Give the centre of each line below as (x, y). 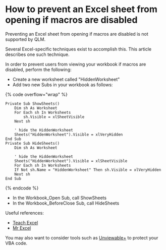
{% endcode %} (22, 188)
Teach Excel (25, 222)
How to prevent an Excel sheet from (81, 9)
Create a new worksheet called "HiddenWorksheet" (66, 79)
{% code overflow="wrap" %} (37, 94)
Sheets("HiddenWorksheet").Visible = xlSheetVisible (71, 161)
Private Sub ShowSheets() (32, 104)
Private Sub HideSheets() (32, 143)
